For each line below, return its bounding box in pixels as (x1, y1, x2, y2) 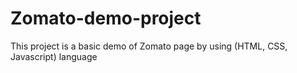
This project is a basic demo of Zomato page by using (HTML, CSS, (10, 40, 288, 52)
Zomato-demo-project (10, 7, 202, 30)
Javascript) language (10, 50, 98, 62)
